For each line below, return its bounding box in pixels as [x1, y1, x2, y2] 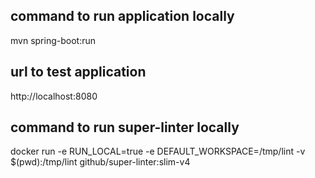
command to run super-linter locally [10, 119, 240, 136]
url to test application [10, 64, 147, 81]
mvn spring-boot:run [10, 34, 96, 46]
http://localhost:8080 [10, 90, 98, 102]
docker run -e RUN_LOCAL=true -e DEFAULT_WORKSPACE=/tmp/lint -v [10, 145, 306, 158]
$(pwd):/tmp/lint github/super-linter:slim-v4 [10, 156, 191, 168]
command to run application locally [10, 8, 235, 25]
